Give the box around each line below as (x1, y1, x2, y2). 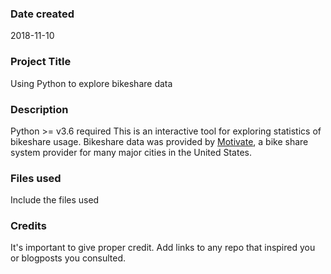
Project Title (10, 55, 72, 69)
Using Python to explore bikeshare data (10, 77, 173, 89)
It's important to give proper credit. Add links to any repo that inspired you (10, 242, 316, 254)
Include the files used (10, 194, 100, 206)
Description (10, 102, 69, 116)
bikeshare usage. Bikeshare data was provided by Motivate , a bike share (10, 135, 309, 147)
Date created (10, 7, 75, 21)
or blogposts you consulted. (10, 252, 127, 264)
